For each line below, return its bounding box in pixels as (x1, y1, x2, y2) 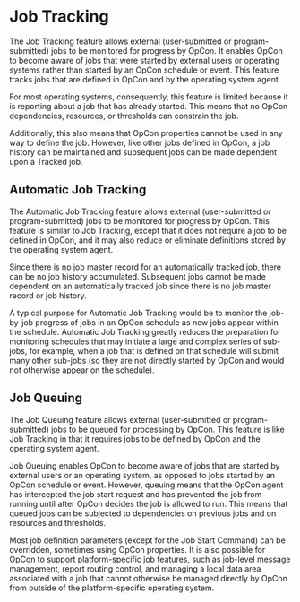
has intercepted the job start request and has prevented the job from (9, 488, 262, 499)
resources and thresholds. (9, 517, 106, 528)
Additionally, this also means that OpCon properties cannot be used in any (9, 127, 284, 138)
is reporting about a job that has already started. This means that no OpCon (9, 100, 288, 111)
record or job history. (9, 289, 87, 301)
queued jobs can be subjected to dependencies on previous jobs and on (9, 508, 277, 519)
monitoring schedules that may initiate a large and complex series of (9, 336, 261, 347)
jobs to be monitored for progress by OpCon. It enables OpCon (50, 45, 284, 56)
